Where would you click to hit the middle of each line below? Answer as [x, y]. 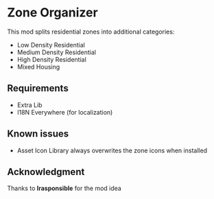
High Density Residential [52, 59]
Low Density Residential [51, 45]
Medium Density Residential [56, 52]
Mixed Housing [38, 67]
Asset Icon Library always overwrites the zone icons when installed [112, 150]
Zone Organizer [52, 13]
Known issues [38, 134]
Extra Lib [29, 105]
